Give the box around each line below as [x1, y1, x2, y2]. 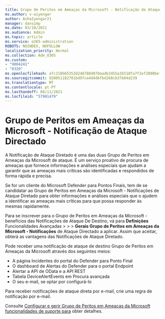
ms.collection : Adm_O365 [5, 53, 56, 58]
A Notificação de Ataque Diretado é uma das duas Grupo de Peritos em [5, 152, 150, 158]
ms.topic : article [5, 35, 43, 40]
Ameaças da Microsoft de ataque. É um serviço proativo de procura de [5, 158, 149, 163]
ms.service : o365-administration [5, 39, 74, 44]
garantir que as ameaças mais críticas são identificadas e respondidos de [5, 168, 154, 174]
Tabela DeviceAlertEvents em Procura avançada [12, 273, 110, 280]
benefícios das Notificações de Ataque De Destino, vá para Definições [5, 218, 149, 224]
